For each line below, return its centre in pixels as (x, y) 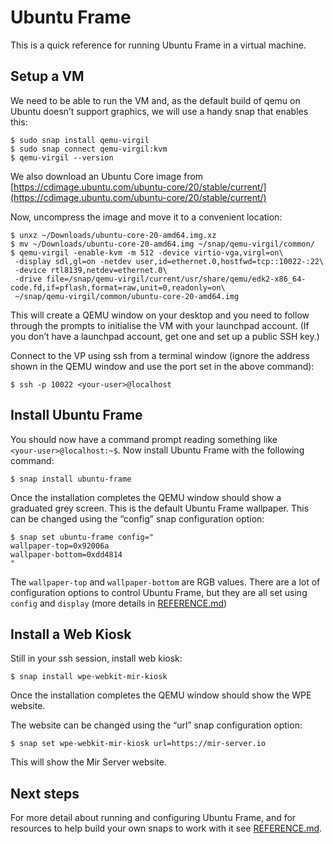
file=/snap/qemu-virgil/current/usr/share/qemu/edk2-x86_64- (176, 279)
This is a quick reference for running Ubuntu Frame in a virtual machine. (158, 45)
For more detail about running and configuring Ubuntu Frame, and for (153, 818)
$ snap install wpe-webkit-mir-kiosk (89, 677)
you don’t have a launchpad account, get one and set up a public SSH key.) (165, 336)
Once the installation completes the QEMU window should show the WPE (161, 695)
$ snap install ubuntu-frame (71, 479)
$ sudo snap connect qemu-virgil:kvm (89, 149)
